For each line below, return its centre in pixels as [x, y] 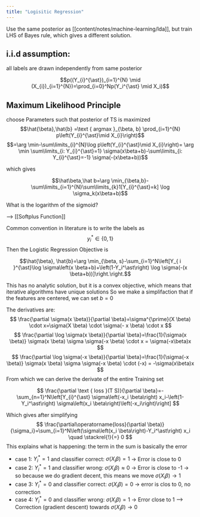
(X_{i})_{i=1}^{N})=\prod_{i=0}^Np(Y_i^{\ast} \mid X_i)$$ [100, 86]
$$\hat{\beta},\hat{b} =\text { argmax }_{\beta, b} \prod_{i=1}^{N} [100, 129]
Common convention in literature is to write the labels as [76, 228]
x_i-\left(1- [172, 397]
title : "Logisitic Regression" [45, 12]
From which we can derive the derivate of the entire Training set [85, 379]
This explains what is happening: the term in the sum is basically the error [97, 446]
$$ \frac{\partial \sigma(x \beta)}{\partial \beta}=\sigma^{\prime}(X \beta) [100, 319]
